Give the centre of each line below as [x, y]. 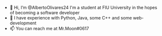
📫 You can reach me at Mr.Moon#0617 [49, 28]
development [23, 23]
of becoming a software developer [45, 13]
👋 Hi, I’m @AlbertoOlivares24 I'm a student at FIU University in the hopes [83, 8]
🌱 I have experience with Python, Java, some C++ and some [71, 18]
